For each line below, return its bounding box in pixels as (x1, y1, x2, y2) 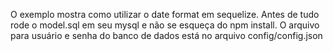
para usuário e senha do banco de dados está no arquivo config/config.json (10, 30, 323, 41)
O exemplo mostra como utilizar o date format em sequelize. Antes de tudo (10, 9, 320, 20)
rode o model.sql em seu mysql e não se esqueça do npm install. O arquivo (10, 19, 320, 31)
